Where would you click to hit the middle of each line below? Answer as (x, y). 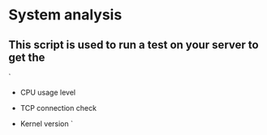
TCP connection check (58, 108)
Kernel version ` (46, 124)
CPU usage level (47, 92)
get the (27, 57)
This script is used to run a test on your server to (133, 45)
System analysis (65, 15)
